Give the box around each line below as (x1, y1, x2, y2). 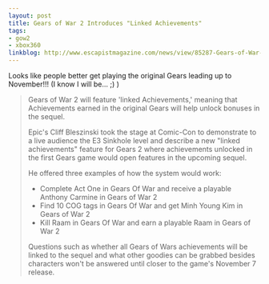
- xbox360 (8, 42, 42, 50)
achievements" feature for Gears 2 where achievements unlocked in (27, 145, 253, 154)
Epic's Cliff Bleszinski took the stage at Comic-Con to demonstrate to (27, 127, 257, 137)
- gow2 (8, 34, 30, 42)
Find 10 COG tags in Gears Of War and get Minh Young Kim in (39, 201, 243, 210)
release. (27, 267, 55, 277)
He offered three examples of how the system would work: (27, 169, 222, 178)
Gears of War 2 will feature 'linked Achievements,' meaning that (27, 95, 238, 104)
